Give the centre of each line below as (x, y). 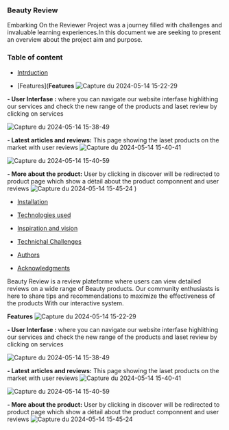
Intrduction (32, 72)
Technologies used (44, 215)
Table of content (35, 58)
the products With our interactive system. (66, 303)
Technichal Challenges (49, 241)
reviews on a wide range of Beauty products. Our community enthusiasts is (113, 288)
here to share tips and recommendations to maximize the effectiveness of (111, 296)
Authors (28, 255)
